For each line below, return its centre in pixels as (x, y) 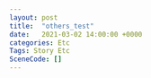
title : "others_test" (52, 26)
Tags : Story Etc (40, 51)
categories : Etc (40, 43)
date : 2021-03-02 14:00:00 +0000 (76, 34)
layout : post (34, 17)
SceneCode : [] (36, 59)
